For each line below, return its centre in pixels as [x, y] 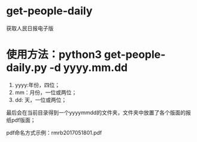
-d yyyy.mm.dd [88, 68]
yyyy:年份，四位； [37, 85]
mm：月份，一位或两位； [46, 92]
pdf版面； [23, 120]
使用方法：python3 [54, 55]
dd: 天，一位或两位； [41, 100]
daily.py [27, 68]
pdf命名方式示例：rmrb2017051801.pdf [54, 132]
